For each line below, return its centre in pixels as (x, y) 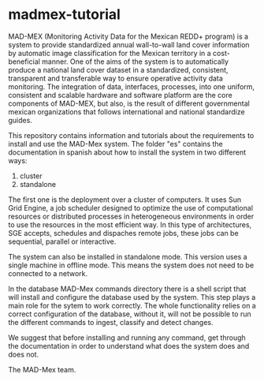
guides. (20, 120)
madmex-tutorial (64, 15)
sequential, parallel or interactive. (62, 241)
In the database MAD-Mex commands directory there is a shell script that (127, 289)
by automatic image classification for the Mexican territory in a (110, 53)
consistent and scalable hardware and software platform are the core (120, 95)
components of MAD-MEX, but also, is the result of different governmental (129, 103)
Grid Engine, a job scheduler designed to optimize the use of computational (131, 207)
